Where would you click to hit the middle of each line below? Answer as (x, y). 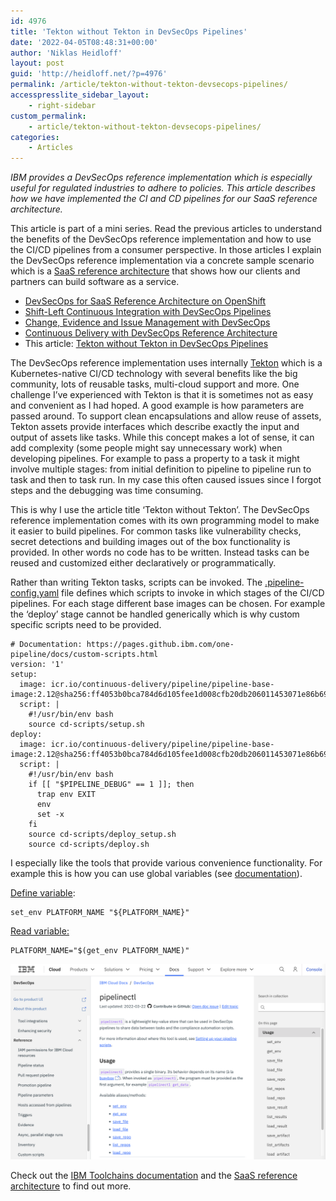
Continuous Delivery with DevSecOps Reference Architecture (151, 333)
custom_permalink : (48, 116)
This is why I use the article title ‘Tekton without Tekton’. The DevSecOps (160, 510)
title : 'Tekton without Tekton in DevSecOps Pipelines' (129, 31)
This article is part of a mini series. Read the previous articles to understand (166, 229)
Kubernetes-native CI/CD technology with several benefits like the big (154, 374)
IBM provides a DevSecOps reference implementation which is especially (161, 177)
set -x (50, 815)
